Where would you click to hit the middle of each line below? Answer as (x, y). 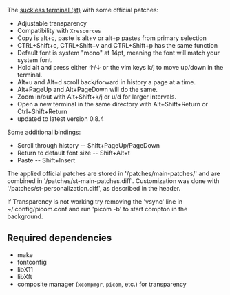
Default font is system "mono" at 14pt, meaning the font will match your (118, 53)
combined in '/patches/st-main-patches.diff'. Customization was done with (113, 181)
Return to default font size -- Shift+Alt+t (74, 153)
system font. (35, 60)
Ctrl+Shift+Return (42, 111)
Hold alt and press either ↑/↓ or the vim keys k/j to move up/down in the (120, 67)
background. (25, 216)
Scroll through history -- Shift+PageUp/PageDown (88, 145)
